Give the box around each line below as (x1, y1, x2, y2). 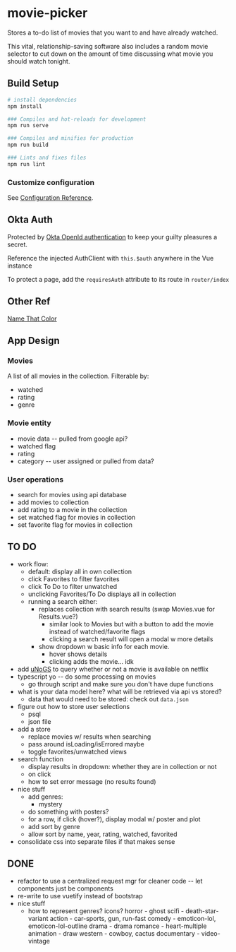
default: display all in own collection (27, 567, 132, 576)
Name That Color (7, 314, 58, 323)
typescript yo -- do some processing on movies (17, 672, 156, 681)
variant (27, 914, 49, 922)
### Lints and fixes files (7, 154, 87, 161)
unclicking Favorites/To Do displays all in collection (27, 590, 177, 598)
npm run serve (7, 122, 49, 129)
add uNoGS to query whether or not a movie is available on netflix (17, 665, 209, 673)
